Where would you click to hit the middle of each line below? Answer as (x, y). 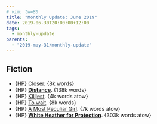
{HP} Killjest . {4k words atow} (51, 96)
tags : (13, 28)
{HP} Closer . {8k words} (44, 83)
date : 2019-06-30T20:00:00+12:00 (48, 23)
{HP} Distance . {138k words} (50, 89)
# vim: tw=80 (22, 12)
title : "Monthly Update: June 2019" (52, 17)
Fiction (19, 69)
